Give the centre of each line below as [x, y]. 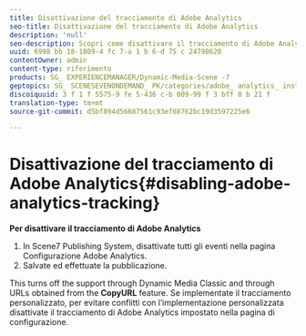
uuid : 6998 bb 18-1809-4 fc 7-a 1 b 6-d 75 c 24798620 [116, 52]
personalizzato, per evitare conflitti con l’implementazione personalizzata [147, 303]
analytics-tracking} [85, 203]
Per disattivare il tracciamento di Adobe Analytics [105, 228]
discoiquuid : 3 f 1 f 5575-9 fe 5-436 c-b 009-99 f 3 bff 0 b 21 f [140, 94]
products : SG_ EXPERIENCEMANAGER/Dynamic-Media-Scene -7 [120, 78]
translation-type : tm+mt [56, 103]
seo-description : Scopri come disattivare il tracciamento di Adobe [142, 43]
